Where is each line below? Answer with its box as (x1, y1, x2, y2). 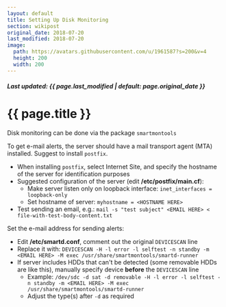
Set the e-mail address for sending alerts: (7, 224, 125, 233)
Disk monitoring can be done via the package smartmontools (7, 129, 177, 137)
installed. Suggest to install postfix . (7, 149, 108, 158)
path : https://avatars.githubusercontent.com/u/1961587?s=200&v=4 (13, 49, 207, 56)
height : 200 (13, 55, 48, 62)
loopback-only (27, 192, 68, 199)
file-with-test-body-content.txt (16, 212, 113, 219)
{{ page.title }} (7, 106, 92, 122)
